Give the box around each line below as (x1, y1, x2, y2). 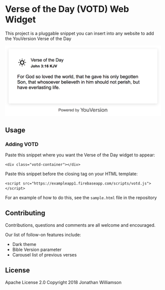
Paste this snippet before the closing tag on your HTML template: (5, 171, 138, 177)
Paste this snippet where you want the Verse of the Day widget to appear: (5, 152, 156, 158)
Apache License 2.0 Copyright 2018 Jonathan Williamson (5, 279, 122, 285)
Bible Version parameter (12, 246, 62, 252)
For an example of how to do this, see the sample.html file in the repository (5, 194, 157, 200)
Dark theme (12, 241, 37, 247)
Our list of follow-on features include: (5, 232, 82, 238)
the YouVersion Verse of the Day (5, 36, 72, 42)
